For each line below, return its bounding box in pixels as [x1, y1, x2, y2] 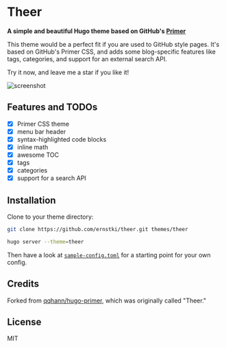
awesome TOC [16, 151, 60, 159]
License [7, 316, 42, 328]
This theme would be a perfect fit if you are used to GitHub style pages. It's [7, 40, 220, 48]
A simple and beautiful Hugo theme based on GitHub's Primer [7, 27, 186, 35]
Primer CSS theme [16, 120, 70, 128]
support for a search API [16, 174, 87, 182]
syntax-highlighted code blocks [16, 135, 107, 143]
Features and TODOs [7, 101, 98, 113]
